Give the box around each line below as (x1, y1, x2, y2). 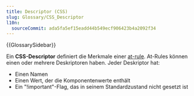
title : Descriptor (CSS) (6, 8, 68, 15)
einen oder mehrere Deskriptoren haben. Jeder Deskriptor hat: (6, 59, 160, 66)
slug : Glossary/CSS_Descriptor (6, 14, 84, 20)
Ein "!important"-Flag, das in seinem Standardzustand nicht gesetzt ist (14, 84, 189, 91)
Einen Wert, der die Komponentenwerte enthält (14, 77, 131, 84)
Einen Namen (14, 71, 48, 78)
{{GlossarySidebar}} (6, 41, 57, 49)
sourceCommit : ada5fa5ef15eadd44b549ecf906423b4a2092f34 (11, 25, 156, 31)
